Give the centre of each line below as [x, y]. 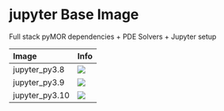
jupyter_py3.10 [42, 95]
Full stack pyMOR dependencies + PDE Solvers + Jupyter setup [113, 36]
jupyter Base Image [74, 15]
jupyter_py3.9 [39, 82]
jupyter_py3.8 [39, 69]
